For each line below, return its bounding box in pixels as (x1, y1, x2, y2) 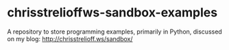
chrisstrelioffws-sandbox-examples (7, 5, 218, 21)
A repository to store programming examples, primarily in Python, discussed (7, 27, 223, 36)
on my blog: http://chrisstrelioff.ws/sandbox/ (7, 34, 133, 42)
